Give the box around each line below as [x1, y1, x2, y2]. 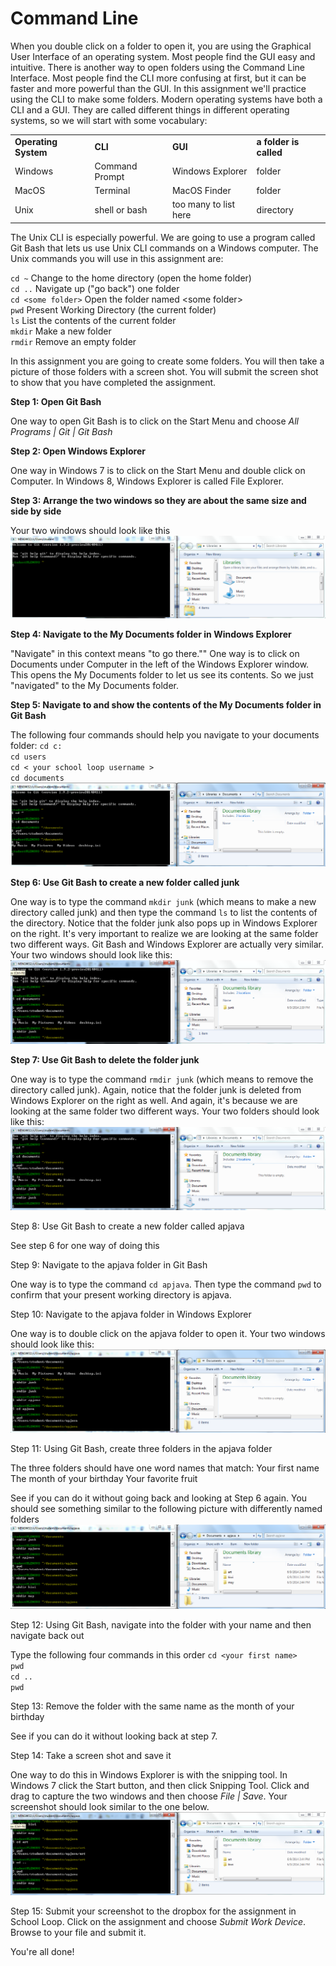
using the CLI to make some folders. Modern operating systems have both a [10, 93, 323, 105]
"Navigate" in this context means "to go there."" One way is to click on [10, 647, 300, 659]
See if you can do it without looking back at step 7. [10, 1730, 218, 1742]
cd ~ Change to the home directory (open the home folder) [10, 272, 252, 284]
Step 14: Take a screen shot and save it [10, 1749, 172, 1761]
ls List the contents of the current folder [10, 314, 177, 326]
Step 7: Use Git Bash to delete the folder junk [10, 1053, 200, 1066]
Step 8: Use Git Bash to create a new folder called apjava [10, 1220, 245, 1232]
